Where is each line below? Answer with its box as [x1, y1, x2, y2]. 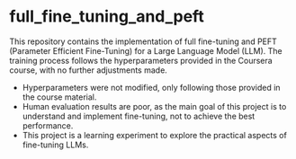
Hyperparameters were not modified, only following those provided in [22, 82, 281, 93]
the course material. [22, 92, 97, 102]
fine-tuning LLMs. [22, 139, 89, 150]
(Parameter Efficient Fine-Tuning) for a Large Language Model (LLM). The [9, 45, 283, 56]
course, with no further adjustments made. [9, 65, 168, 75]
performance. [22, 119, 74, 131]
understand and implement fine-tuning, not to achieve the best [22, 110, 256, 121]
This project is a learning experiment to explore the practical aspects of [22, 129, 288, 140]
